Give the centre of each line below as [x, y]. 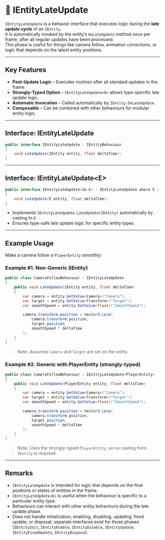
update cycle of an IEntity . [33, 29]
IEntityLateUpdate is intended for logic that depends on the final [78, 485]
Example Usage [29, 243]
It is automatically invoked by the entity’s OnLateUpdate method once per [78, 34]
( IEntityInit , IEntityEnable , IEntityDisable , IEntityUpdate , [73, 527]
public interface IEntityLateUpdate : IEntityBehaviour [63, 145]
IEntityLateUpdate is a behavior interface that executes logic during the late [82, 24]
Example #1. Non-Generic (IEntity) [47, 268]
